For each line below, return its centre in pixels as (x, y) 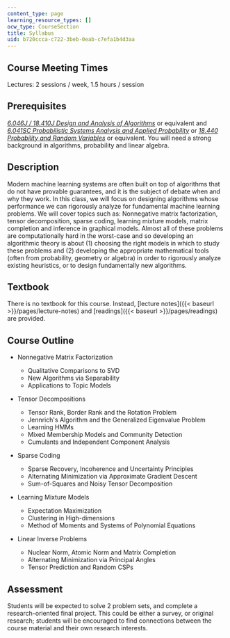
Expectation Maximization (65, 511)
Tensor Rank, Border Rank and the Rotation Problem (102, 413)
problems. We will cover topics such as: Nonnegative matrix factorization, (113, 214)
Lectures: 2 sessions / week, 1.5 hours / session (76, 84)
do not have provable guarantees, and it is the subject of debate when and (114, 191)
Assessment (35, 589)
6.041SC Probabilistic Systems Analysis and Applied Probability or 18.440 (113, 130)
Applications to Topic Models (69, 385)
